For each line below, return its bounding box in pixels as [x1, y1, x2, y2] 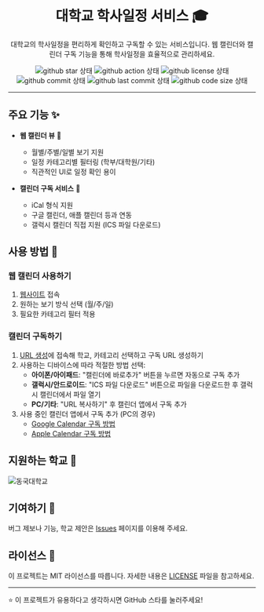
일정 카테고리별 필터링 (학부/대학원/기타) [31, 157, 156, 166]
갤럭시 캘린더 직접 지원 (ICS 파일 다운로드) [31, 220, 161, 229]
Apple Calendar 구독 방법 [31, 428, 112, 438]
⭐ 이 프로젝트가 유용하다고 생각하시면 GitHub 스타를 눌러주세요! [8, 596, 203, 605]
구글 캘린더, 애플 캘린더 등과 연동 [31, 209, 132, 220]
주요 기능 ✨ [8, 108, 60, 122]
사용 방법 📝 [8, 245, 59, 259]
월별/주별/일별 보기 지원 [31, 147, 104, 157]
